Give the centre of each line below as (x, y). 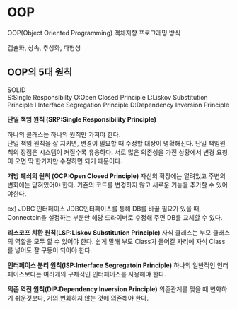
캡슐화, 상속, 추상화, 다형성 (44, 47)
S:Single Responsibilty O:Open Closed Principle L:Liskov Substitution (108, 97)
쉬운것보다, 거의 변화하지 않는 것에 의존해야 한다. (81, 298)
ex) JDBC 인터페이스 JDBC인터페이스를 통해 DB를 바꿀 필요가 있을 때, (104, 209)
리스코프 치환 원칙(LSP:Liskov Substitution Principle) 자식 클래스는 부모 (109, 232)
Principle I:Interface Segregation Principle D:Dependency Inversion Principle (118, 105)
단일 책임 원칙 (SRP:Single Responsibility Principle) (82, 119)
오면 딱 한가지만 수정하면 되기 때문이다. (68, 161)
